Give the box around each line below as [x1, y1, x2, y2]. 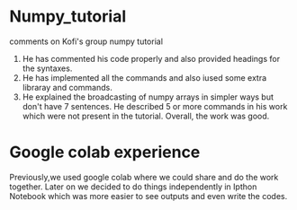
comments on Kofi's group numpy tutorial [9, 36, 164, 47]
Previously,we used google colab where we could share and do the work [9, 171, 279, 182]
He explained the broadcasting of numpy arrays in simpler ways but [22, 92, 274, 102]
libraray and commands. [22, 82, 112, 92]
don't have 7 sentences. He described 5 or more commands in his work [22, 101, 288, 111]
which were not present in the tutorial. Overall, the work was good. [22, 110, 270, 121]
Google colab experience [9, 142, 201, 162]
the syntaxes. [22, 63, 73, 74]
